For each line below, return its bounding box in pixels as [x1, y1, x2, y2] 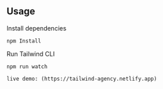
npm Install [6, 38, 41, 44]
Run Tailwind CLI [6, 49, 55, 58]
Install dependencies [6, 24, 67, 32]
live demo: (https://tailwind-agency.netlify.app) [6, 75, 157, 82]
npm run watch [6, 63, 48, 70]
